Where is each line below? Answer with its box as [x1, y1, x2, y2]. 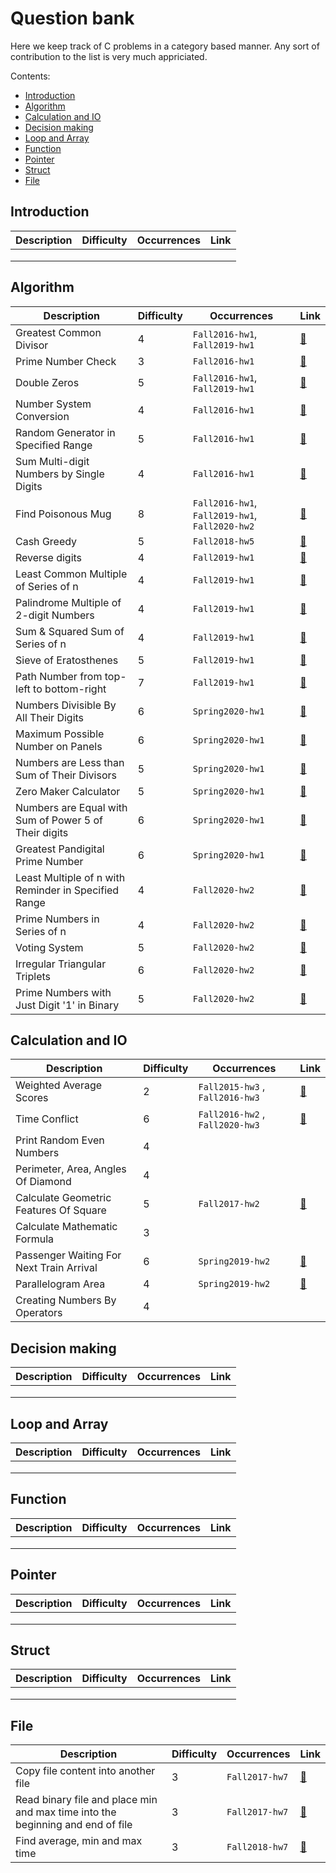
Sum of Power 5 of [15, 813, 103, 827]
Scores [15, 1091, 49, 1105]
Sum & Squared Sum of [15, 624, 125, 638]
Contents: [10, 70, 51, 82]
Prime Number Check [15, 354, 117, 368]
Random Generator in [15, 425, 116, 439]
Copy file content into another [15, 1764, 156, 1778]
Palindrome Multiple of [15, 595, 122, 609]
